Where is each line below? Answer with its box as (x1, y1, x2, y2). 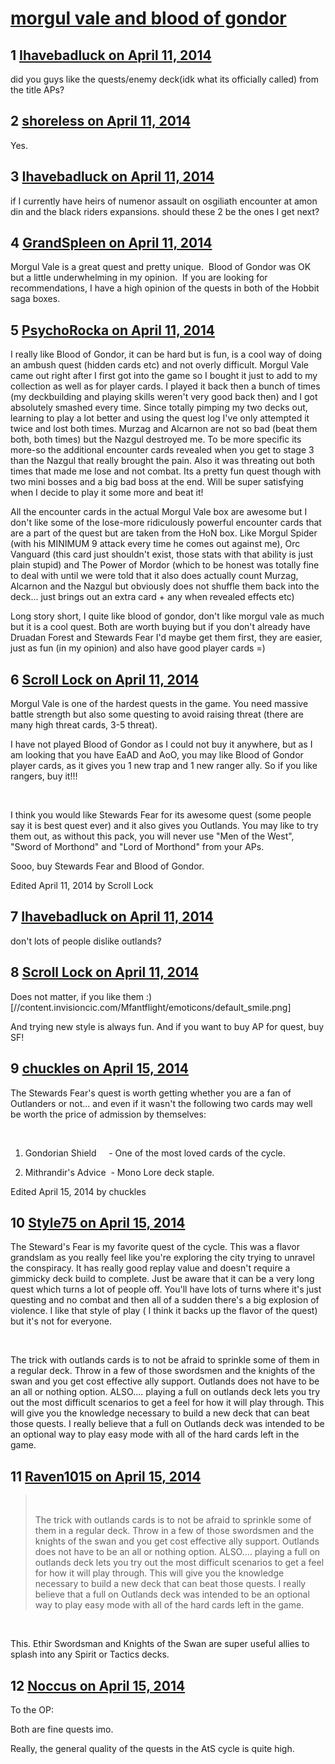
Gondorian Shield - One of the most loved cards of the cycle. (24, 1147, 286, 1159)
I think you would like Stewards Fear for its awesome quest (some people (10, 809, 312, 821)
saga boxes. (10, 293, 61, 305)
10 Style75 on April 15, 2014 (10, 1214, 186, 1231)
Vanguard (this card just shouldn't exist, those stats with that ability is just (10, 548, 314, 561)
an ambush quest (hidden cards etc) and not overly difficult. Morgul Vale (10, 359, 309, 371)
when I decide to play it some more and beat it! (10, 487, 204, 499)
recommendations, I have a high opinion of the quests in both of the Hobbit (10, 282, 320, 294)
